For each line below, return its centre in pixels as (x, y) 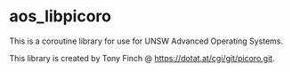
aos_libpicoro (60, 16)
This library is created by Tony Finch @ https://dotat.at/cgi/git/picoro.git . (142, 58)
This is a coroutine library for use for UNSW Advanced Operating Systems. (146, 41)
